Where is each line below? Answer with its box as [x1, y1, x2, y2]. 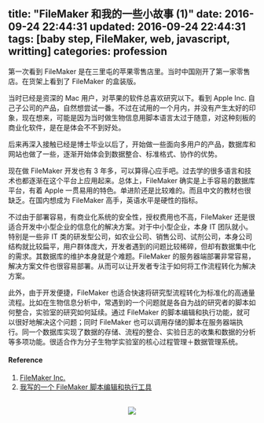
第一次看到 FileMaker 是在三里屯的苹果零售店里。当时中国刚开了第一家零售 [8, 66, 251, 76]
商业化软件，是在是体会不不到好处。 [8, 123, 126, 132]
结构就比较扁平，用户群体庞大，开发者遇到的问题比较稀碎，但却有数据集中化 [8, 241, 256, 251]
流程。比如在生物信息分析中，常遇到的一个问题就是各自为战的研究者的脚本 [8, 297, 249, 307]
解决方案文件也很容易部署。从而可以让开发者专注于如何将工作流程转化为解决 [8, 261, 256, 270]
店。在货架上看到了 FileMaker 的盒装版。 [8, 76, 141, 86]
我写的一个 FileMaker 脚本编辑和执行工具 [19, 382, 152, 392]
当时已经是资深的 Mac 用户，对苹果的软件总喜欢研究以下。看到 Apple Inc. [8, 93, 247, 102]
